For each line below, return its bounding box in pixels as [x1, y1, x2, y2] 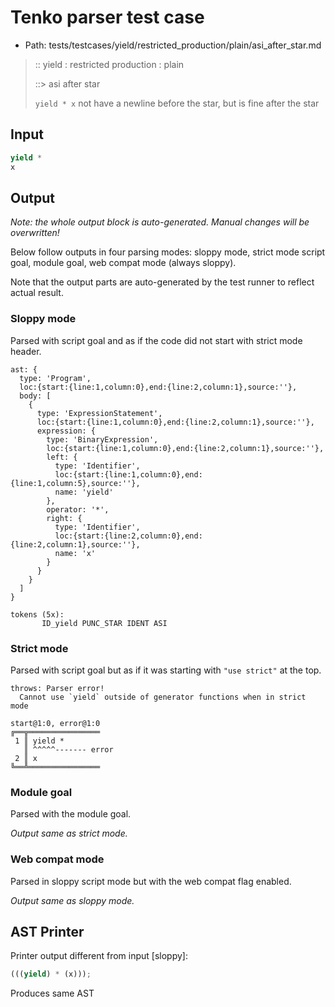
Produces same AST [10, 987, 95, 1000]
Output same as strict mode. [10, 827, 128, 840]
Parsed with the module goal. [10, 808, 132, 820]
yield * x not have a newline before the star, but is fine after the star [34, 97, 320, 109]
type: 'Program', [19, 373, 92, 383]
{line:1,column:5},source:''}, [10, 478, 141, 488]
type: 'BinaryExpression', [46, 434, 159, 445]
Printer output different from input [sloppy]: [10, 950, 188, 962]
